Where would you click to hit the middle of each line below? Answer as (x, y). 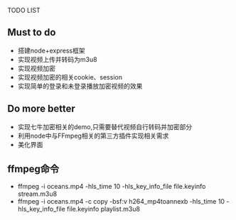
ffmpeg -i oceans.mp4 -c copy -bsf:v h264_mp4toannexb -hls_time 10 (121, 202)
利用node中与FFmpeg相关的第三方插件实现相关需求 (93, 136)
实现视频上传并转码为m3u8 (57, 59)
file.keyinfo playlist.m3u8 (103, 209)
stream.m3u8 (37, 194)
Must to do (32, 32)
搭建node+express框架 (51, 50)
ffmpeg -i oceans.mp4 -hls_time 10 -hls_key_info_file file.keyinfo (112, 187)
